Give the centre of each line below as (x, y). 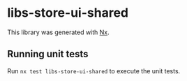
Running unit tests (48, 54)
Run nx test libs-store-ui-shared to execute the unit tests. (94, 71)
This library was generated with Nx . (58, 32)
